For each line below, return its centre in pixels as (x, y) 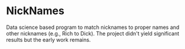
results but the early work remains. (48, 40)
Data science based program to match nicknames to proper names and (93, 27)
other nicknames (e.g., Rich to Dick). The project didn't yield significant (93, 33)
